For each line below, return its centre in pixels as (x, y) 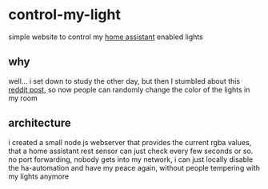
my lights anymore (39, 176)
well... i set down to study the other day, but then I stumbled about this (124, 81)
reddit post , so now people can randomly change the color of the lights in (129, 89)
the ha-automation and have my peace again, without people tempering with (134, 167)
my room (23, 98)
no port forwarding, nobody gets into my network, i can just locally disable (131, 159)
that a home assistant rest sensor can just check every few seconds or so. (131, 151)
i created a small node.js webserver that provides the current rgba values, (130, 142)
